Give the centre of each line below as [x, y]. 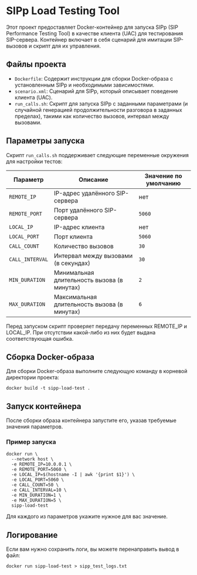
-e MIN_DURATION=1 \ [36, 496]
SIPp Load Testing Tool [63, 11]
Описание [94, 180]
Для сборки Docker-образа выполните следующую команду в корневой [97, 371]
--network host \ [33, 459]
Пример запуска [31, 442]
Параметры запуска [45, 141]
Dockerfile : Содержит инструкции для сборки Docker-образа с [94, 78]
